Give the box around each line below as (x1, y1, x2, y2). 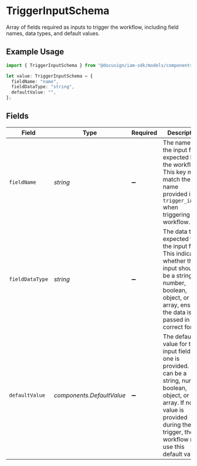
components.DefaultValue (53, 391, 126, 399)
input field (162, 347, 191, 355)
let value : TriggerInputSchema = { (6, 73, 93, 79)
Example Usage (6, 47, 64, 57)
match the (162, 175, 191, 183)
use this (162, 442, 185, 451)
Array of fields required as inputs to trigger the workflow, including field (6, 24, 179, 31)
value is (162, 405, 185, 414)
